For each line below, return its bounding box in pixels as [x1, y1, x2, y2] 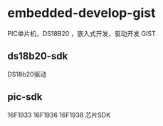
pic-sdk [7, 91, 43, 103]
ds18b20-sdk [7, 50, 68, 62]
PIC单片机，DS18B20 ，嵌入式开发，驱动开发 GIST [7, 29, 156, 38]
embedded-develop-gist [7, 5, 156, 21]
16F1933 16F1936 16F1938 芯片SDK [7, 110, 111, 119]
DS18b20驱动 [7, 69, 47, 79]
